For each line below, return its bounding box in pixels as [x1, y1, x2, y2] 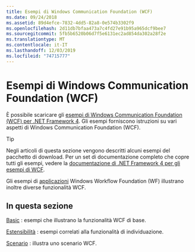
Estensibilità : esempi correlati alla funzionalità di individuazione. [6, 228, 164, 235]
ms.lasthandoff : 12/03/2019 [6, 48, 76, 54]
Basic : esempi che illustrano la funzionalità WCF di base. [6, 217, 147, 224]
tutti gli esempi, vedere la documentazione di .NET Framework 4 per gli [6, 159, 180, 167]
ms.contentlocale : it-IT [6, 42, 68, 48]
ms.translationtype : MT [6, 36, 65, 42]
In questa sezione [6, 201, 73, 211]
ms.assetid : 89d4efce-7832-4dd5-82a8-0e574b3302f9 [6, 20, 134, 26]
